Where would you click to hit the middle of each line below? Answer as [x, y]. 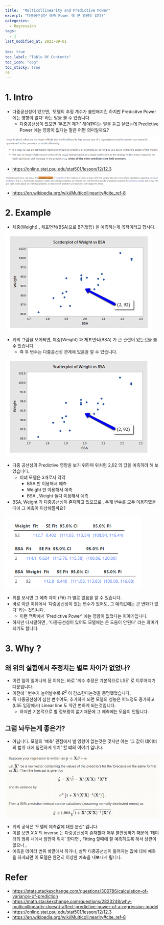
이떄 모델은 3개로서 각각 [42, 477]
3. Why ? [23, 649]
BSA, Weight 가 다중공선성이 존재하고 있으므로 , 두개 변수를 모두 [74, 502]
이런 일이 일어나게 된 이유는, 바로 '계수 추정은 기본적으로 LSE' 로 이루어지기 [84, 680]
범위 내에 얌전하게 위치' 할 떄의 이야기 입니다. [60, 747]
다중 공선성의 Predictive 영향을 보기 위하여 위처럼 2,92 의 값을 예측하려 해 [83, 465]
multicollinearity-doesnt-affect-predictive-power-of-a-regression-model [85, 906]
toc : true [15, 52]
